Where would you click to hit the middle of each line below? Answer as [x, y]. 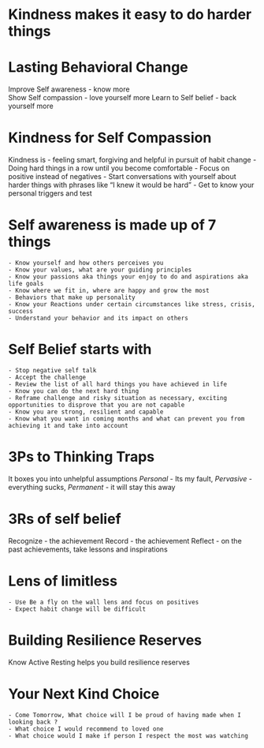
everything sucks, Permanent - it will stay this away [92, 487]
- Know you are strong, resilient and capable [86, 412]
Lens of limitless [63, 581]
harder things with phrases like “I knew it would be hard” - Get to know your [131, 185]
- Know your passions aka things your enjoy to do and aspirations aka [128, 277]
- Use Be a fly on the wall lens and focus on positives [104, 602]
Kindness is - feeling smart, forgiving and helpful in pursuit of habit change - [132, 160]
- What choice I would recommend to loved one [86, 729]
